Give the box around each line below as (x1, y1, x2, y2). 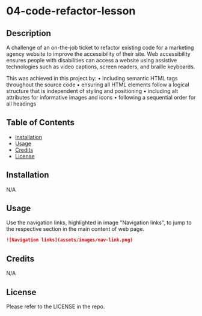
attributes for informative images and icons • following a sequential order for (6, 94, 196, 101)
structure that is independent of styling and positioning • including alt (6, 88, 179, 94)
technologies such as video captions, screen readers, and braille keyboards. (6, 63, 195, 70)
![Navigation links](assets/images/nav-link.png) (6, 237, 133, 243)
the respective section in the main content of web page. (6, 225, 145, 233)
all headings (6, 100, 37, 107)
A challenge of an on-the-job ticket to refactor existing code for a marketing (6, 44, 194, 51)
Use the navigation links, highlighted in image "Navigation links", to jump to (6, 219, 192, 226)
